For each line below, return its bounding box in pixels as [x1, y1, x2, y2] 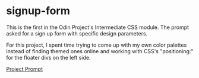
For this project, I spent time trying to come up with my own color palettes [6, 41, 187, 48]
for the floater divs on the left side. [6, 54, 91, 61]
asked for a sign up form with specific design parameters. [6, 30, 148, 37]
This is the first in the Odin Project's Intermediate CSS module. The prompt [6, 24, 189, 31]
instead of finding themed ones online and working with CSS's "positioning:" [6, 47, 194, 54]
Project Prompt [6, 65, 43, 72]
